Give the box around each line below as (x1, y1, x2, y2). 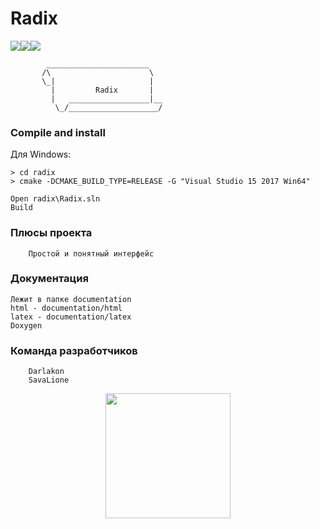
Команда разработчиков (10, 343, 138, 357)
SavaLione (28, 375, 70, 386)
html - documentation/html (10, 303, 123, 313)
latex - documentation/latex (10, 312, 132, 322)
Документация (10, 272, 89, 286)
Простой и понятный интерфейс (28, 248, 155, 259)
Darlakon (28, 367, 65, 377)
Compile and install (10, 125, 106, 139)
